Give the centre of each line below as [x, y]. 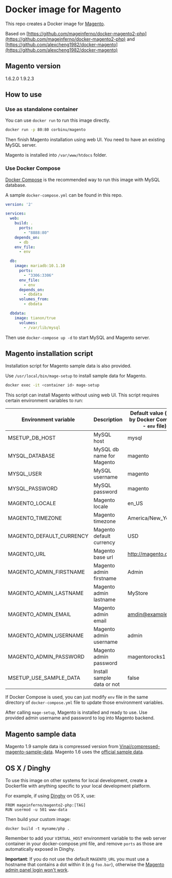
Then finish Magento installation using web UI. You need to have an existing [85, 140]
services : [16, 214]
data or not [107, 684]
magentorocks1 [147, 657]
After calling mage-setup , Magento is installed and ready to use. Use [76, 713]
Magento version [33, 66]
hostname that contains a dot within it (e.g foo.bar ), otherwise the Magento [85, 864]
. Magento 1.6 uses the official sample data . [98, 752]
